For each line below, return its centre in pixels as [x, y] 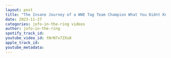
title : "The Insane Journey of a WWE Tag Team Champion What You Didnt [83, 15]
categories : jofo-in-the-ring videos [45, 24]
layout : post [19, 10]
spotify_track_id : [25, 33]
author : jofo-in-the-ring [33, 29]
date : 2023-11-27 [24, 19]
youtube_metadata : [25, 47]
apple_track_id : [22, 43]
